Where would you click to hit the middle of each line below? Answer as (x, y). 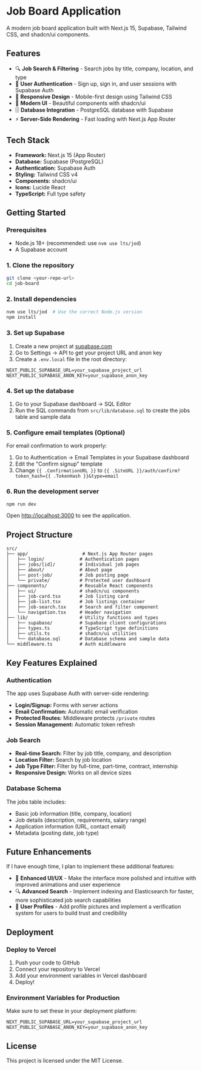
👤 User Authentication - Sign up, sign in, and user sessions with (96, 84)
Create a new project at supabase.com (63, 346)
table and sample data (43, 416)
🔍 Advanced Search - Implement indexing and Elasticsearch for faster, (104, 892)
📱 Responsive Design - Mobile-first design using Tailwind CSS (94, 97)
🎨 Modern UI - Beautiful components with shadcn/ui (80, 103)
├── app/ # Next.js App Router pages (80, 554)
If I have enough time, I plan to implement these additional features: (90, 867)
